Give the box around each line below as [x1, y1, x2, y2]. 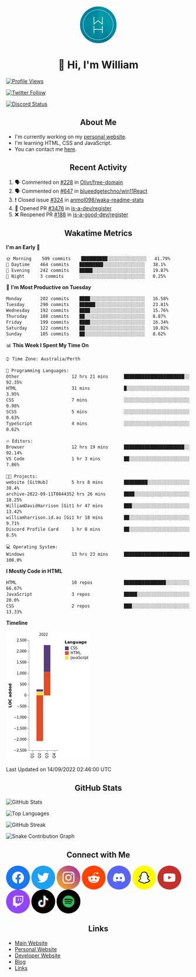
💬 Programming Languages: [6, 368, 69, 374]
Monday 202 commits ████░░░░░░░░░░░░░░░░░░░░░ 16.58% [6, 296, 169, 302]
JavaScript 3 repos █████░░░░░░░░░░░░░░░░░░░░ [6, 592, 190, 597]
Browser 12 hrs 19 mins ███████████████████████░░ [6, 444, 190, 450]
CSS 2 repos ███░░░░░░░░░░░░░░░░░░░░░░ [6, 603, 190, 609]
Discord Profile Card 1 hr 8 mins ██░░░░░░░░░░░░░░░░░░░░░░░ [6, 526, 190, 532]
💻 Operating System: [6, 544, 59, 550]
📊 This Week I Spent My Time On [6, 342, 89, 349]
